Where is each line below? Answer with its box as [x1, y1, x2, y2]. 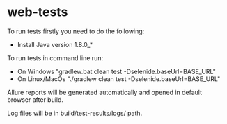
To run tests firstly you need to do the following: [7, 27, 145, 35]
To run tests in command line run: [7, 53, 103, 62]
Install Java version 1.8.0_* [17, 40, 93, 48]
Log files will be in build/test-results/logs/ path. [7, 109, 143, 117]
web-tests [7, 4, 68, 20]
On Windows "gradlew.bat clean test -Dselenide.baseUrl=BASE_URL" [17, 67, 216, 76]
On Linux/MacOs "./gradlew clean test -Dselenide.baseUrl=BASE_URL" [17, 74, 221, 83]
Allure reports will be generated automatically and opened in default [7, 88, 203, 96]
